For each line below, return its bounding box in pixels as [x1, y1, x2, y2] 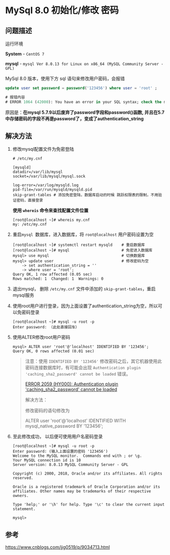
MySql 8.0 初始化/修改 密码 [5, 5, 119, 16]
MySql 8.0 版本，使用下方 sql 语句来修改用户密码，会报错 [5, 75, 125, 81]
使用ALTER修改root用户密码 [12, 334, 70, 340]
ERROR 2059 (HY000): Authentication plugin [25, 381, 118, 387]
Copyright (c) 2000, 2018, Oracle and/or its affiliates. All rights [12, 471, 163, 476]
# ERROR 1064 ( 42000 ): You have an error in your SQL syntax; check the [5, 99, 162, 104]
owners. [12, 493, 29, 498]
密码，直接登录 [16, 198, 43, 203]
